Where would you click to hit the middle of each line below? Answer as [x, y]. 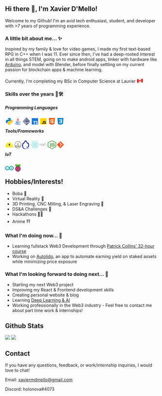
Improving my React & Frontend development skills [63, 290]
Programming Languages [32, 107]
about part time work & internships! [47, 310]
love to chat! [18, 370]
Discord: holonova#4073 [30, 389]
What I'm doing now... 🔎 [34, 235]
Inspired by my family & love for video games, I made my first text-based [78, 49]
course [19, 251]
